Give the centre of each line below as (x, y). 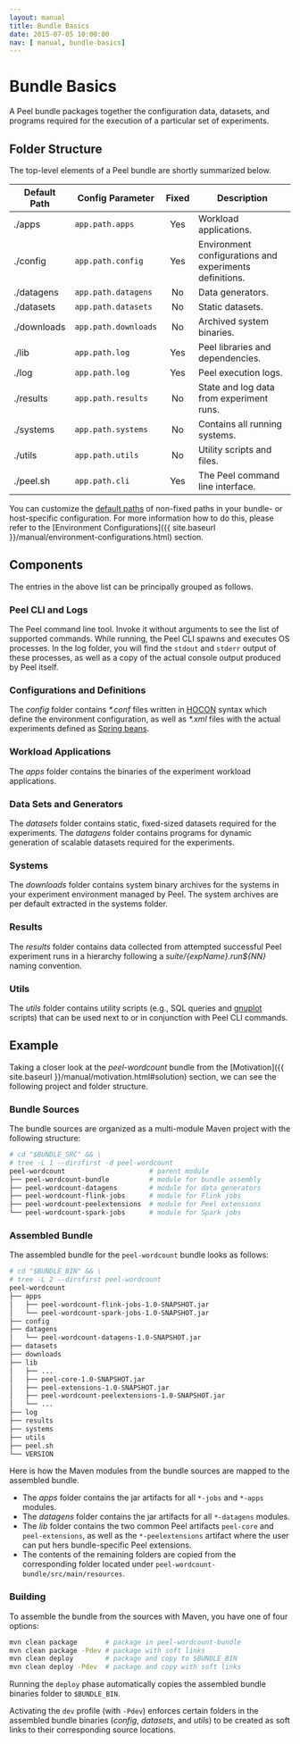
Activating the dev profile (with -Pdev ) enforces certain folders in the (134, 1711)
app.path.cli (102, 481)
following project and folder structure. (79, 1086)
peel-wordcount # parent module (109, 1171)
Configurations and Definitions (78, 690)
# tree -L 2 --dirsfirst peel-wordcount (86, 1280)
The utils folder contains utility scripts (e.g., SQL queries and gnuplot (136, 1008)
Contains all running (240, 424)
